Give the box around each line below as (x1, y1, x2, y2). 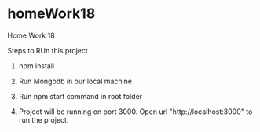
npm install (18, 60, 55, 71)
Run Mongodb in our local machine (18, 76, 133, 86)
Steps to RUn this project (7, 46, 88, 55)
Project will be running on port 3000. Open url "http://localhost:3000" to (18, 107, 253, 116)
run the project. (18, 115, 69, 124)
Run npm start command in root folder (18, 91, 143, 101)
